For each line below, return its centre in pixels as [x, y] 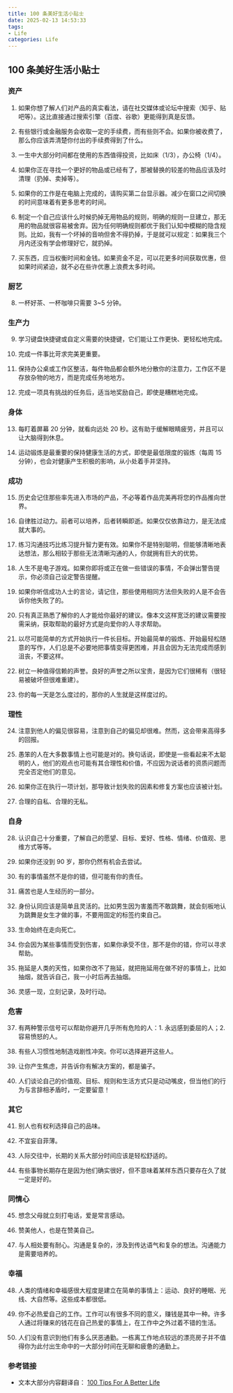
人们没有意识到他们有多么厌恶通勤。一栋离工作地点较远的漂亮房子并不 [119, 1337]
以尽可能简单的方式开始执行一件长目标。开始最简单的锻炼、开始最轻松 [119, 639]
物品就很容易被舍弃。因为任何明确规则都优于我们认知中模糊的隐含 [125, 225]
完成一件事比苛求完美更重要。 [61, 354]
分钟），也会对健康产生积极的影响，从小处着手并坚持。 [96, 461]
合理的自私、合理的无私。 [55, 802]
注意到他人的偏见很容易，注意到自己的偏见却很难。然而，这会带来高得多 [122, 731]
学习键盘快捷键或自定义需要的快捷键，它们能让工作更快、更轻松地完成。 [122, 339]
